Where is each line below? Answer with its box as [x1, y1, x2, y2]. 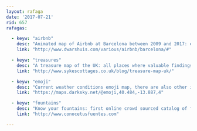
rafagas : [6, 25, 28, 31]
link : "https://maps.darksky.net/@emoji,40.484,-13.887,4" [16, 89, 164, 96]
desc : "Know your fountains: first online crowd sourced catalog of [16, 106, 188, 112]
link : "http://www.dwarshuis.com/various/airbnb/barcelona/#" [16, 46, 172, 53]
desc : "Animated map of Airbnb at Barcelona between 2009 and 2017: [16, 41, 188, 47]
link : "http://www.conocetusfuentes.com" [16, 111, 119, 117]
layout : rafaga [6, 8, 43, 15]
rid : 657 [6, 19, 28, 25]
